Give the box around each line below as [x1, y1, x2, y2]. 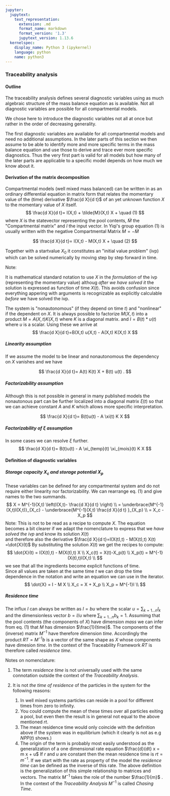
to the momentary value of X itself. [5, 202, 77, 208]
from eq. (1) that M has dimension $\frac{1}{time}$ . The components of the [5, 624, 162, 630]
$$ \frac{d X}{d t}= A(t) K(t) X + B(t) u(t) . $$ [38, 368, 132, 374]
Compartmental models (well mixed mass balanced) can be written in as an [5, 185, 162, 192]
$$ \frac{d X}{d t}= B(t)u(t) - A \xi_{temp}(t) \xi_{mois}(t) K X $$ [18, 446, 152, 452]
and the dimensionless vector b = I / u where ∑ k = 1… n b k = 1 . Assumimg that [5, 612, 160, 620]
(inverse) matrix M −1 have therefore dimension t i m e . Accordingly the [5, 630, 148, 636]
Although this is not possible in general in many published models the [5, 393, 150, 399]
